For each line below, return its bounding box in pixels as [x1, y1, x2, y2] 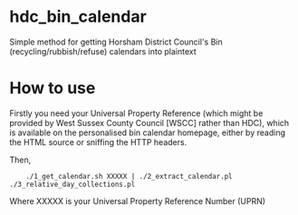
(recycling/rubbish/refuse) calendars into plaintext [9, 45, 197, 56]
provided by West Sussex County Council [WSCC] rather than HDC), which [9, 117, 290, 128]
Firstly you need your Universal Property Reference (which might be [9, 107, 264, 119]
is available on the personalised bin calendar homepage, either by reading [9, 127, 285, 138]
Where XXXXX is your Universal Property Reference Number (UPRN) [9, 195, 265, 206]
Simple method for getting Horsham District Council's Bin [9, 36, 224, 47]
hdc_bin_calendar [9, 6, 147, 27]
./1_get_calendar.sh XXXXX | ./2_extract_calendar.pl [25, 171, 233, 181]
